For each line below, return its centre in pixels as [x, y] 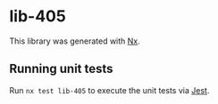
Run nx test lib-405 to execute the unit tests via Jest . [109, 90]
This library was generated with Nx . [75, 41]
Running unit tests [61, 69]
